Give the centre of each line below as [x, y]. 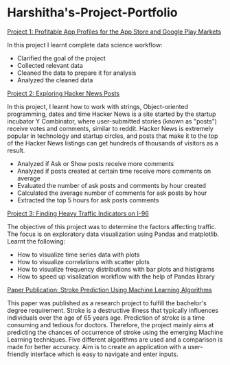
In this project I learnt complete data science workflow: [85, 45]
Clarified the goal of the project [61, 58]
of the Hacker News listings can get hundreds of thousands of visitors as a [113, 143]
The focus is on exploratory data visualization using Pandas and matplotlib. [113, 234]
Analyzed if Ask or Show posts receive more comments [95, 163]
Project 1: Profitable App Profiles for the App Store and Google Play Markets [114, 32]
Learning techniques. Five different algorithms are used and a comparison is [115, 339]
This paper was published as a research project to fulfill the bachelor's [107, 303]
